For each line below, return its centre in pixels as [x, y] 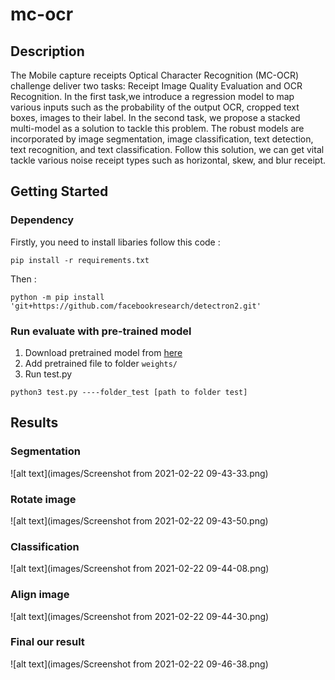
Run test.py [48, 374]
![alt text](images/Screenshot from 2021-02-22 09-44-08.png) [140, 569]
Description [47, 51]
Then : [23, 279]
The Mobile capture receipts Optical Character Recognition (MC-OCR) [155, 75]
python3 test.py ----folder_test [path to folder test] [129, 392]
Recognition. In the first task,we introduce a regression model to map [152, 96]
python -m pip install [57, 297]
